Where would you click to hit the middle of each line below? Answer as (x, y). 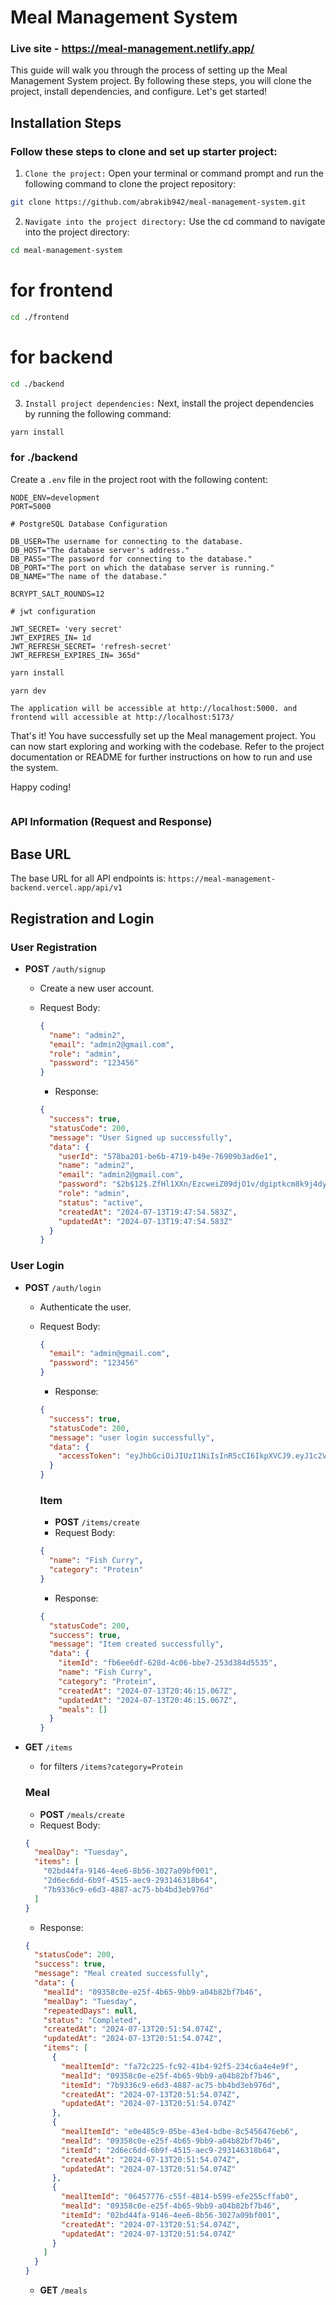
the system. (34, 768)
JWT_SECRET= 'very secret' (66, 629)
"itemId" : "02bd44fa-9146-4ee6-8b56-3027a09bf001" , (171, 2215)
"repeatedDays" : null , (90, 2011)
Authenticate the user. (85, 1307)
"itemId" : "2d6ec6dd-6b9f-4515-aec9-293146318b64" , (171, 2150)
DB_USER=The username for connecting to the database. (127, 541)
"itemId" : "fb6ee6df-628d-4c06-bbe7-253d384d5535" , (168, 1663)
